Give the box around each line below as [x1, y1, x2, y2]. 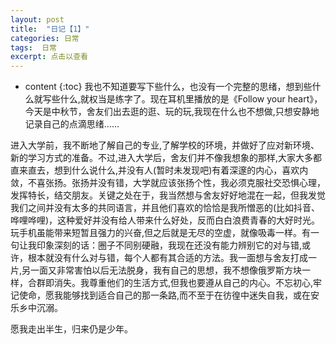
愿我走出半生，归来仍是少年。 [10, 323, 133, 335]
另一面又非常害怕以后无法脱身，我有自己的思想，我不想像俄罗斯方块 [21, 264, 303, 276]
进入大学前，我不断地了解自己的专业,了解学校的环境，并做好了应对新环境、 [10, 139, 320, 151]
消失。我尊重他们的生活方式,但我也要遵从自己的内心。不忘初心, [53, 277, 314, 289]
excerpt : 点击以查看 [10, 52, 88, 62]
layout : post [10, 14, 65, 25]
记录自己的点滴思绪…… [24, 118, 120, 130]
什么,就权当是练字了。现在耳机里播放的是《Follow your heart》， [59, 93, 323, 105]
